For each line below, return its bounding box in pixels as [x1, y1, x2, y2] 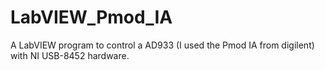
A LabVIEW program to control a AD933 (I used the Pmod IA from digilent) [10, 39, 315, 51]
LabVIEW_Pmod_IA [10, 6, 173, 29]
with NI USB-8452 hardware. [10, 49, 130, 61]
